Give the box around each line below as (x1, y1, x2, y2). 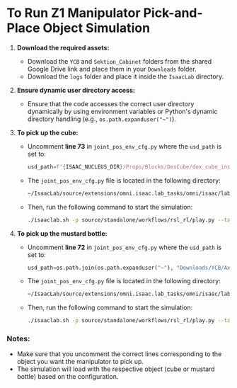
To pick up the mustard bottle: (16, 229, 108, 238)
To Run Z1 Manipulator (6, 5, 141, 21)
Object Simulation (42, 20, 150, 36)
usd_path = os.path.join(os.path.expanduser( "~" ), (27, 264, 174, 271)
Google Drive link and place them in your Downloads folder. (27, 64, 197, 73)
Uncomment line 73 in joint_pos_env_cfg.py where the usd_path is (27, 142, 222, 150)
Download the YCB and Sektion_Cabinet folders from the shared (27, 57, 212, 65)
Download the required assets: (16, 43, 110, 52)
